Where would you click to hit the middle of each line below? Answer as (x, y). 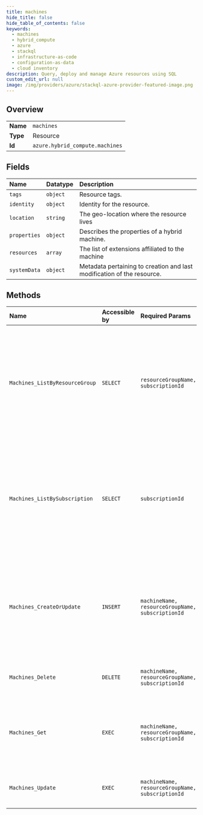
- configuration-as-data (43, 62)
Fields (18, 167)
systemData (25, 270)
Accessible (118, 312)
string (56, 218)
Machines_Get (28, 733)
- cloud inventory (35, 68)
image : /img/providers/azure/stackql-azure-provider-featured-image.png (100, 85)
